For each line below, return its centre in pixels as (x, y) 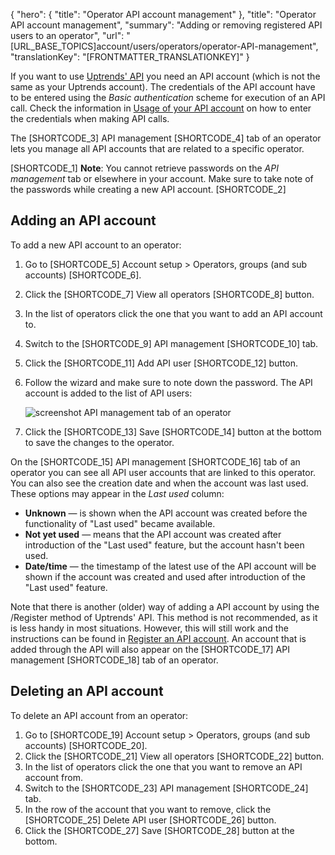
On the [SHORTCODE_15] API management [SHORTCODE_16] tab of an (155, 461)
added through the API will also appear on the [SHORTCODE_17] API (150, 649)
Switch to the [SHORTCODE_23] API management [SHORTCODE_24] (166, 788)
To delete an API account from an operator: (99, 715)
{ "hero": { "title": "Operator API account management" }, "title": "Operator (163, 14)
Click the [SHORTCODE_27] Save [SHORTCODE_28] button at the (159, 830)
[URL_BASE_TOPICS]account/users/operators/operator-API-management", (164, 46)
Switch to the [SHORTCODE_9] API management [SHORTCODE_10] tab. (171, 343)
